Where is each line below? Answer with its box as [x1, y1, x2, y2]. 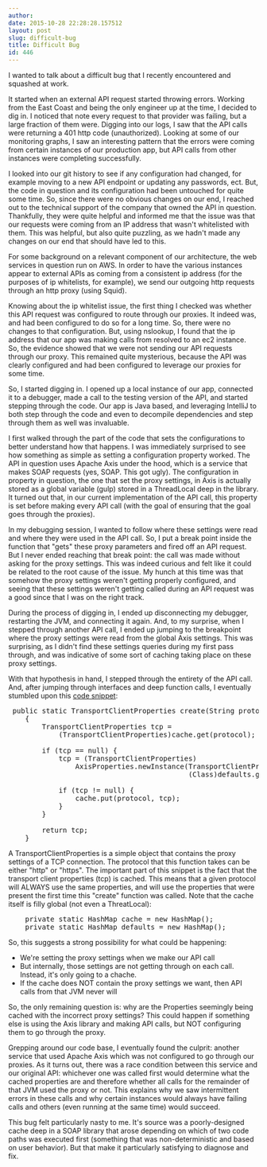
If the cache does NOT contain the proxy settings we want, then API [19, 978, 242, 987]
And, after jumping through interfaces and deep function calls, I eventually [8, 683, 252, 692]
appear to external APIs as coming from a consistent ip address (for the [8, 269, 242, 278]
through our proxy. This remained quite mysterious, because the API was [8, 352, 247, 361]
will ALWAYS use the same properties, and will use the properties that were [8, 882, 255, 892]
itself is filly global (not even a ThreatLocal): [8, 900, 152, 908]
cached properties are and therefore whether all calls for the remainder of [8, 1077, 250, 1086]
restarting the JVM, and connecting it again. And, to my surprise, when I [8, 617, 244, 625]
